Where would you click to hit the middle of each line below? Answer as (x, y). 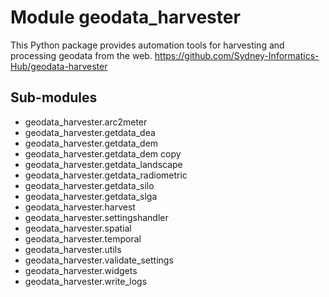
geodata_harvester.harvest (80, 207)
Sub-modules (54, 97)
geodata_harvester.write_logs (86, 281)
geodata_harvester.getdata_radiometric (106, 175)
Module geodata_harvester (125, 17)
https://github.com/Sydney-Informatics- (237, 55)
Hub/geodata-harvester (59, 66)
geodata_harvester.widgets (81, 270)
